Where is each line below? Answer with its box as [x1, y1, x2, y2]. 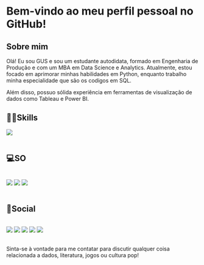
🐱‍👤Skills [6, 112, 38, 123]
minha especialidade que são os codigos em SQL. [6, 77, 132, 84]
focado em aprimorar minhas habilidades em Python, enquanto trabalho [6, 71, 187, 77]
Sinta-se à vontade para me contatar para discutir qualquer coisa [6, 245, 171, 253]
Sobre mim [6, 41, 49, 52]
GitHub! [6, 17, 47, 31]
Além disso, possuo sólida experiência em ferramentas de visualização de [6, 89, 192, 95]
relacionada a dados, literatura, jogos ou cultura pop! [6, 252, 139, 259]
